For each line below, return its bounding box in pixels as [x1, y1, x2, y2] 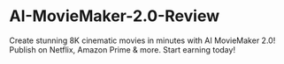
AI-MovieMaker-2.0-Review [9, 6, 220, 26]
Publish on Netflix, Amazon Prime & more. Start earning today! [9, 44, 236, 54]
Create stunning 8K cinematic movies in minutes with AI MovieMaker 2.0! [9, 35, 276, 46]
